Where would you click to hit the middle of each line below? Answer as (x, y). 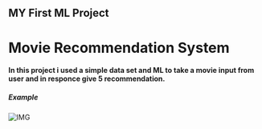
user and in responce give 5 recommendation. (87, 79)
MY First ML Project (59, 13)
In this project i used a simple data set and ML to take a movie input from (131, 71)
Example (23, 97)
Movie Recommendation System (119, 48)
